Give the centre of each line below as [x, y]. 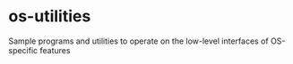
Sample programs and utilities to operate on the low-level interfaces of [139, 41]
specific [23, 50]
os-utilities [50, 16]
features [55, 50]
